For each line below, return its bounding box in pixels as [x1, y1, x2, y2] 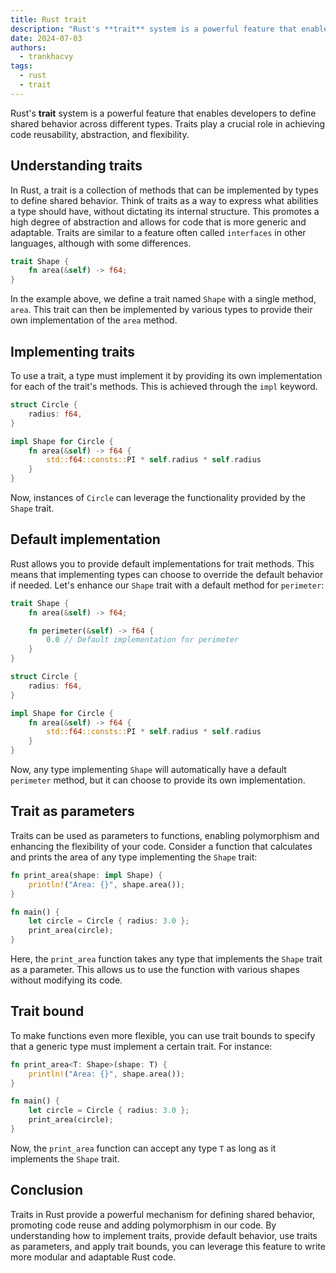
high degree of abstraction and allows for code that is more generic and [10, 216, 307, 228]
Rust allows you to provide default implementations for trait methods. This [10, 557, 315, 570]
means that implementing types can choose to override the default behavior [10, 568, 324, 580]
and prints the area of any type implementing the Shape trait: [10, 851, 258, 863]
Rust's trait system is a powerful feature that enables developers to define [10, 107, 317, 119]
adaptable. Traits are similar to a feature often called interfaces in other [10, 226, 307, 238]
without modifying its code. [10, 974, 123, 986]
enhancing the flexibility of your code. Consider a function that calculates [10, 840, 313, 852]
